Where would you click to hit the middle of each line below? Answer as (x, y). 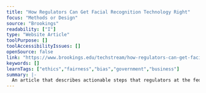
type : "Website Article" (38, 35)
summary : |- (21, 75)
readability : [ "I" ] (31, 29)
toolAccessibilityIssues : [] (44, 46)
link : (13, 58)
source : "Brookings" (33, 23)
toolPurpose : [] (27, 40)
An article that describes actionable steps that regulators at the (101, 80)
